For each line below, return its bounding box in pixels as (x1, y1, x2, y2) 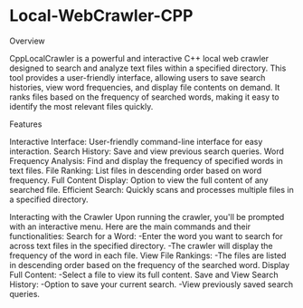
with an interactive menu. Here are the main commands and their (9, 221, 251, 232)
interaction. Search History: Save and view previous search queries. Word (9, 146, 285, 157)
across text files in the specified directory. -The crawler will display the (9, 240, 273, 251)
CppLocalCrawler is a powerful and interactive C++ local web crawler (9, 53, 270, 63)
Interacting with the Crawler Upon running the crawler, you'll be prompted (9, 211, 285, 222)
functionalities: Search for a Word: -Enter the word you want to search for (9, 230, 283, 241)
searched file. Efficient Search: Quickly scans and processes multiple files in (9, 184, 294, 195)
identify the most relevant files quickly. (9, 101, 154, 111)
